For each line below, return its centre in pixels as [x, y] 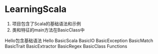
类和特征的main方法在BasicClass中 [48, 30]
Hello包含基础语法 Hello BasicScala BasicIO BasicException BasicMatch [79, 40]
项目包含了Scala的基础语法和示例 [47, 23]
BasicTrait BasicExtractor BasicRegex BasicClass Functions [66, 46]
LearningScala [35, 9]
